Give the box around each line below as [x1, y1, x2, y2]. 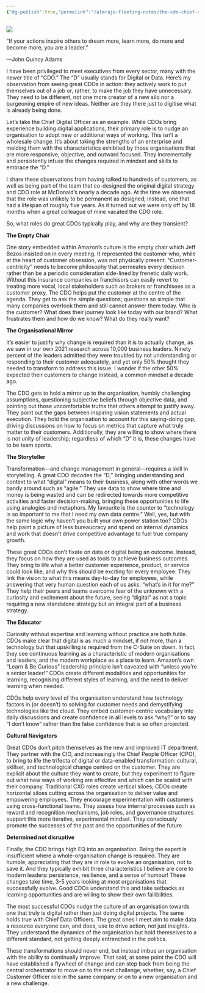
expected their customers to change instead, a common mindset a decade [6, 371, 193, 378]
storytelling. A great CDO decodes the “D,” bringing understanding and [6, 471, 185, 478]
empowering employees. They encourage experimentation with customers [6, 796, 193, 803]
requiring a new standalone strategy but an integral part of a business [6, 600, 182, 607]
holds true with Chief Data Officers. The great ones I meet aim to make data [6, 915, 196, 923]
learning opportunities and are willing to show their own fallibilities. [6, 890, 174, 898]
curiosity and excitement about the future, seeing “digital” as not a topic [6, 593, 187, 601]
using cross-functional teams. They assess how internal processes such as [6, 802, 196, 810]
